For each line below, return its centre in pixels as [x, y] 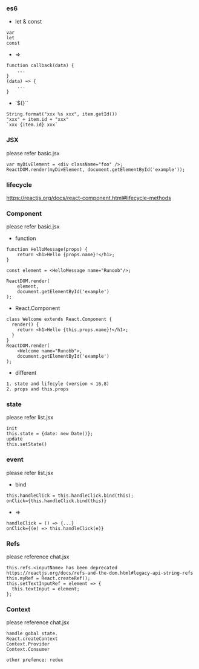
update [15, 439]
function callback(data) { [40, 66]
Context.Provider [28, 644]
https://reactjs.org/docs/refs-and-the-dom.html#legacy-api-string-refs [100, 573]
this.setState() [27, 444]
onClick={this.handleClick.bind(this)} [57, 501]
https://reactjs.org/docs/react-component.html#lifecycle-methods [89, 198]
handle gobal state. [32, 634]
